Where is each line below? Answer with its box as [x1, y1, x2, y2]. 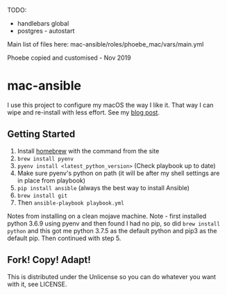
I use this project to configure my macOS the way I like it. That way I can [7, 101, 214, 109]
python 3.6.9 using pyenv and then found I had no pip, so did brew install [7, 219, 221, 228]
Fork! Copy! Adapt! [7, 254, 92, 266]
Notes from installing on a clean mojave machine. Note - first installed [7, 212, 207, 220]
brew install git [17, 192, 68, 199]
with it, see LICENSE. [7, 280, 67, 288]
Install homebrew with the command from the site [17, 146, 160, 155]
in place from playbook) [17, 176, 85, 185]
